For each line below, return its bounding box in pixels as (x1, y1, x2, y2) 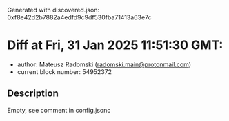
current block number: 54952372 (17, 67, 112, 75)
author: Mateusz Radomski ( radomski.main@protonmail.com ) (17, 60, 192, 68)
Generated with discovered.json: (7, 6, 100, 14)
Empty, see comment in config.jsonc (7, 106, 111, 114)
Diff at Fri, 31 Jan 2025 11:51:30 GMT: (7, 37, 223, 53)
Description (7, 88, 59, 100)
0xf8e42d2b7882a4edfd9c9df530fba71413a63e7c (7, 13, 152, 21)
